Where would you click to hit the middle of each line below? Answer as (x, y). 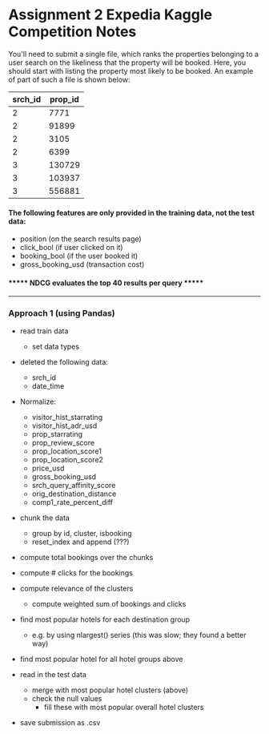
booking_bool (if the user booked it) (79, 256)
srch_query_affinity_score (74, 485)
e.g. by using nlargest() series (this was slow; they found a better (139, 635)
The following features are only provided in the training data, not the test (131, 212)
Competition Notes (72, 32)
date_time (48, 385)
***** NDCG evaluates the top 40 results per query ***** (106, 283)
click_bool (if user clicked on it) (71, 248)
